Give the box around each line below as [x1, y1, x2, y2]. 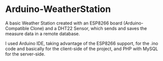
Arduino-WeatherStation [5, 3, 111, 15]
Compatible [5, 25, 29, 31]
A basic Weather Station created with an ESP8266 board [5, 20, 122, 26]
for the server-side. [5, 51, 45, 57]
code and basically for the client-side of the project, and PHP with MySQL [5, 45, 158, 51]
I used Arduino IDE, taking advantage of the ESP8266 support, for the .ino [5, 40, 158, 46]
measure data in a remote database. [5, 30, 80, 36]
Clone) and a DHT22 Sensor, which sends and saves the [30, 25, 147, 31]
